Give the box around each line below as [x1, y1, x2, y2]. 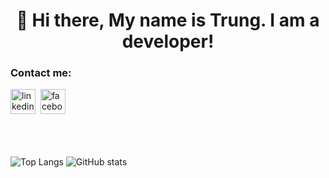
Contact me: [10, 66, 72, 80]
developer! [121, 30, 215, 53]
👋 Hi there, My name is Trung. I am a [16, 9, 320, 32]
